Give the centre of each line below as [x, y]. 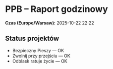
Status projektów [32, 38]
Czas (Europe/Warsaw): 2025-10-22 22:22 [50, 23]
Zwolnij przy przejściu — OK [41, 56]
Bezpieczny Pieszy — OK [38, 50]
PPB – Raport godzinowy [56, 9]
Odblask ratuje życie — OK [40, 61]
